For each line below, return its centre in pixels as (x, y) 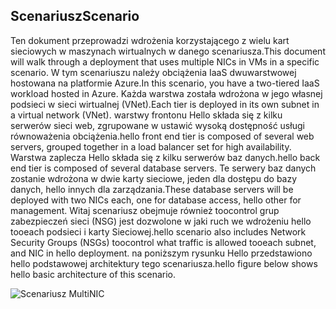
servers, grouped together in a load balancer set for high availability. (151, 146)
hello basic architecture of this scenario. (93, 274)
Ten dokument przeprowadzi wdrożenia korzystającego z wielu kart (150, 40)
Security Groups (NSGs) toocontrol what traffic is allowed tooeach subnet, (163, 242)
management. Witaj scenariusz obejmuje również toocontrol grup (145, 210)
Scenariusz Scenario (75, 16)
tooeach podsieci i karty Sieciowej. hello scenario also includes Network (158, 231)
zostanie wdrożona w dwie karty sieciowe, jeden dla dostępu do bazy (154, 178)
